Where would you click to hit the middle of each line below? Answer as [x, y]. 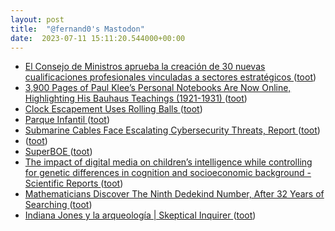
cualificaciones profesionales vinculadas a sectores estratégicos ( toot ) [170, 77]
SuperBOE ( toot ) [58, 152]
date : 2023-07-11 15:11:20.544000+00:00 [98, 38]
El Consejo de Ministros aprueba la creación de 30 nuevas [145, 67]
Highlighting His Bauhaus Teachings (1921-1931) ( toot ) [136, 98]
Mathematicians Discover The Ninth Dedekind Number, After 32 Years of [174, 194]
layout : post [37, 19]
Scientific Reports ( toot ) [74, 183]
